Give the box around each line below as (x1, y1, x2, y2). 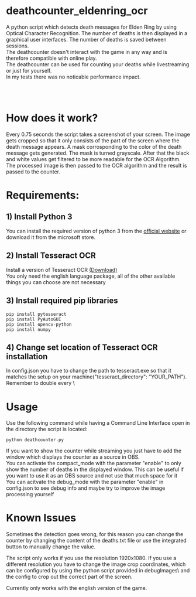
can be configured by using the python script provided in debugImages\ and (6, 567, 190, 574)
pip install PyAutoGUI (6, 316, 61, 322)
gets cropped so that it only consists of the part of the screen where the (6, 137, 180, 144)
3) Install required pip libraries (6, 296, 118, 306)
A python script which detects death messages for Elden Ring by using (6, 23, 177, 30)
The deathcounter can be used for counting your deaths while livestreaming (6, 60, 190, 68)
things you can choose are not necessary (6, 278, 106, 285)
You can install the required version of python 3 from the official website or (6, 227, 187, 234)
